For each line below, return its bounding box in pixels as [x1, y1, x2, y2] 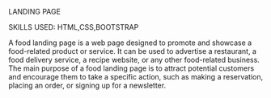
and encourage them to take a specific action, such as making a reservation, [8, 72, 264, 81]
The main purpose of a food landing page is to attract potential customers [8, 63, 255, 73]
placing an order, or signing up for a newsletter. [8, 80, 167, 90]
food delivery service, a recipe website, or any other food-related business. [8, 55, 260, 64]
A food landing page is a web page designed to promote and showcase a [8, 38, 252, 47]
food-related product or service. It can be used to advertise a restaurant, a [8, 47, 257, 55]
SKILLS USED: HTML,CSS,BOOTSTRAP [8, 22, 139, 31]
